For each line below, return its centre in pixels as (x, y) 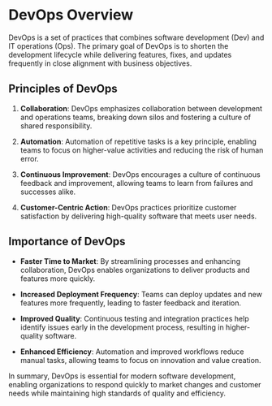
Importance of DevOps (67, 242)
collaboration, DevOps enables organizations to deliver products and (135, 270)
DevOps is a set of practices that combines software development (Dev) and (136, 37)
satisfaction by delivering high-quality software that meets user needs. (138, 216)
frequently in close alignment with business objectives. (100, 63)
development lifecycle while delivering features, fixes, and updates (120, 54)
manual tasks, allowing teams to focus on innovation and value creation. (140, 360)
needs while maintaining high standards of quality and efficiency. (117, 393)
